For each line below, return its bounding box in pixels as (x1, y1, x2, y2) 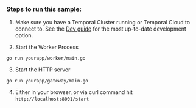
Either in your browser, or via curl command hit (15, 88, 133, 96)
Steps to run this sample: (6, 5, 82, 13)
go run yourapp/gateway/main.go (6, 78, 88, 84)
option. (15, 32, 33, 39)
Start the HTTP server (15, 66, 71, 73)
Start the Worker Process (15, 43, 79, 51)
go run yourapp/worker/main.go (6, 56, 86, 62)
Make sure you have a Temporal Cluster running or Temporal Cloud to (15, 19, 191, 26)
